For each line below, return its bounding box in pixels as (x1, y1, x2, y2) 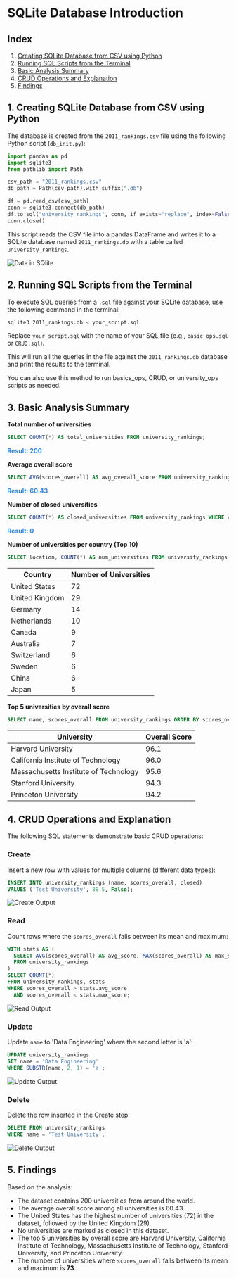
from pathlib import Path (7, 165, 83, 173)
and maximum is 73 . (17, 1263, 77, 1272)
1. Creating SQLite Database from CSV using (7, 102, 205, 114)
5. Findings (7, 1164, 58, 1176)
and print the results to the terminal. (7, 360, 111, 369)
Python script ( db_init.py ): (7, 139, 86, 147)
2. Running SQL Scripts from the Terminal (7, 279, 192, 291)
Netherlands (11, 616, 52, 626)
